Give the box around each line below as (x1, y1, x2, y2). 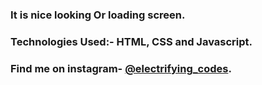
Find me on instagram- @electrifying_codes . (10, 61, 232, 75)
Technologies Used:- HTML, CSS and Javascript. (10, 34, 253, 48)
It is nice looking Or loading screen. (10, 8, 186, 22)
